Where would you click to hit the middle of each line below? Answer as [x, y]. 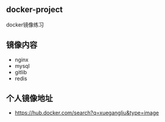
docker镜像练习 [25, 24]
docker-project [35, 10]
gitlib [21, 72]
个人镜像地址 [30, 99]
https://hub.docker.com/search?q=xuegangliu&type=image [87, 113]
